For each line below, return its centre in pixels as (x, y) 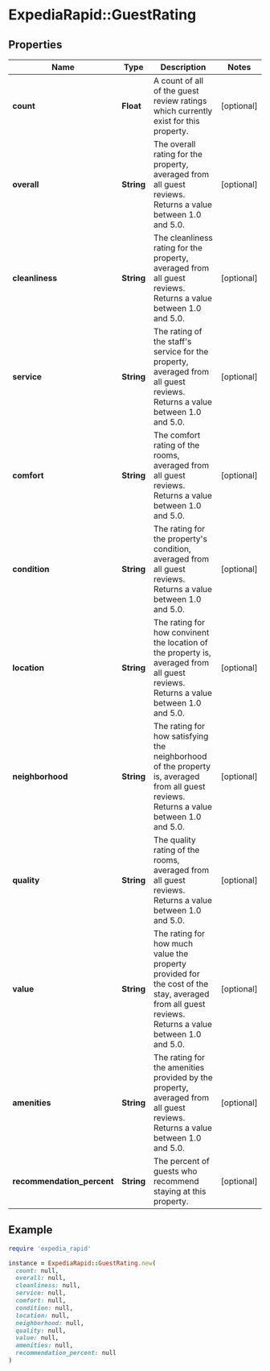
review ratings (180, 101)
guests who (175, 1171)
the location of (180, 642)
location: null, (43, 1315)
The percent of (182, 1161)
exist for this (176, 121)
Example (31, 1230)
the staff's (172, 342)
